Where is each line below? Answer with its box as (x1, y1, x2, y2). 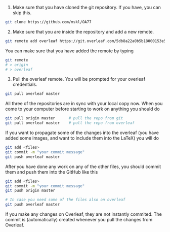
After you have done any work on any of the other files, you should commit (5, 163, 161, 170)
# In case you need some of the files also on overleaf (5, 197, 125, 203)
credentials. (12, 81, 37, 88)
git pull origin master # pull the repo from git (5, 116, 123, 121)
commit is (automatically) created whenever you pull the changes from (5, 217, 153, 222)
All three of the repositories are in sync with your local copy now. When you (5, 101, 163, 107)
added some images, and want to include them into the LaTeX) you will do (5, 135, 159, 141)
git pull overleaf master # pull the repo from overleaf (5, 120, 135, 126)
